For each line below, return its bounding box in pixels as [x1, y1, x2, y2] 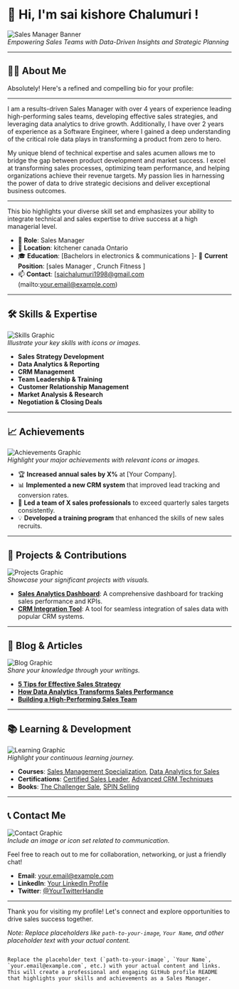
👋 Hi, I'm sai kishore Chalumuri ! [7, 6, 199, 23]
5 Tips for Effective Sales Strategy [17, 680, 121, 688]
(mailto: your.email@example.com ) [17, 280, 118, 288]
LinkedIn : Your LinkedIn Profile [17, 878, 109, 887]
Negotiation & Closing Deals [17, 397, 103, 406]
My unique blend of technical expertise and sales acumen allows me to [7, 148, 216, 157]
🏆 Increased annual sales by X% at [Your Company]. [17, 470, 177, 478]
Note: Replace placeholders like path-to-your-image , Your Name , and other [7, 928, 224, 937]
